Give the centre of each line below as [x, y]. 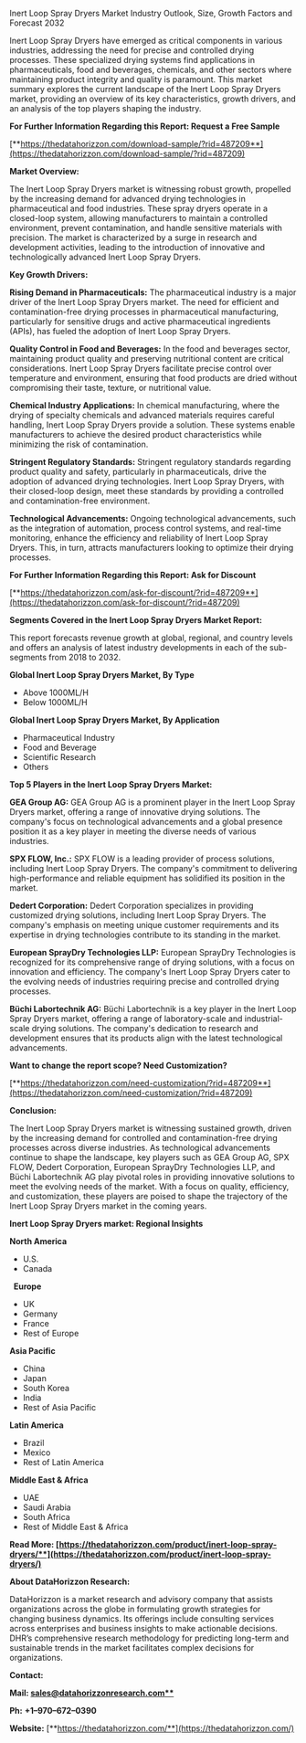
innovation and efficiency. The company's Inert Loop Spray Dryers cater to [150, 972]
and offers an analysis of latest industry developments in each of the [138, 647]
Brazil [33, 1443]
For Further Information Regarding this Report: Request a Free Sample [145, 126]
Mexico [37, 1452]
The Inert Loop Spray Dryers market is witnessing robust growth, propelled [150, 189]
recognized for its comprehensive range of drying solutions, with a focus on [152, 962]
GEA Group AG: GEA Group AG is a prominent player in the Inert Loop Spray [153, 802]
